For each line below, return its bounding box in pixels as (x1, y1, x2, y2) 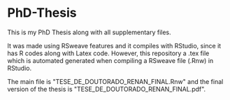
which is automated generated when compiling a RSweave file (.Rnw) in (7, 56, 214, 64)
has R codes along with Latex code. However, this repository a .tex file (7, 49, 210, 57)
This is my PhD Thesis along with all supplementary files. (7, 28, 171, 36)
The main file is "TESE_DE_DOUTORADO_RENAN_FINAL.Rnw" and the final (7, 77, 224, 85)
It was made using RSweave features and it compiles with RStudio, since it (7, 41, 222, 50)
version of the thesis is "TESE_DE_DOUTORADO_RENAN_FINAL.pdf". (7, 85, 206, 93)
